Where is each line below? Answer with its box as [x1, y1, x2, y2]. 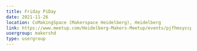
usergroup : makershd [6, 30, 57, 36]
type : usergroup [6, 36, 46, 42]
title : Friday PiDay [6, 8, 57, 15]
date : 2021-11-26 [6, 14, 49, 20]
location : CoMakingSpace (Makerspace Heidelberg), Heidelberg [6, 19, 161, 25]
